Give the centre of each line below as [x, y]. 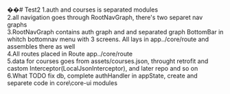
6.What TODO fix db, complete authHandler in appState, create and [102, 75]
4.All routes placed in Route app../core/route [70, 54]
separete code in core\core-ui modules [62, 83]
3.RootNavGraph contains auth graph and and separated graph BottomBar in [115, 32]
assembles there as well [41, 46]
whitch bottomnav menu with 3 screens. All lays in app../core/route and [108, 39]
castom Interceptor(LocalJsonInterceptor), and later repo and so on [103, 68]
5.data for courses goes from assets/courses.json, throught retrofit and [108, 61]
